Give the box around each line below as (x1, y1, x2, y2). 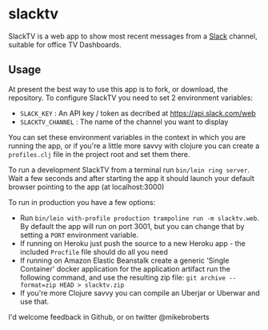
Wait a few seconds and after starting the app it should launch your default (8, 173, 254, 183)
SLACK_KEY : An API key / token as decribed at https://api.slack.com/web (19, 108, 256, 118)
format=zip (19, 281, 57, 289)
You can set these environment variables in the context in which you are (8, 132, 246, 142)
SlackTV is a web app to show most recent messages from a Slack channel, (8, 31, 258, 41)
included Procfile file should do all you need (19, 247, 168, 256)
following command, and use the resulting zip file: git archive (19, 272, 226, 282)
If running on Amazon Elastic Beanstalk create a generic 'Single (19, 256, 230, 265)
